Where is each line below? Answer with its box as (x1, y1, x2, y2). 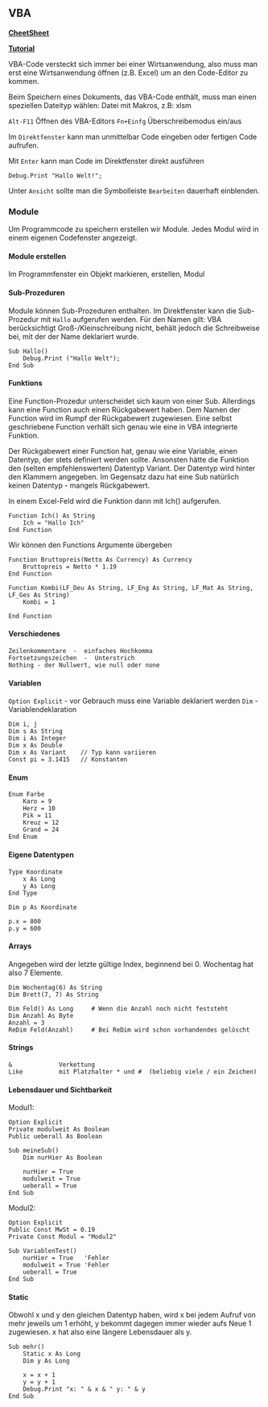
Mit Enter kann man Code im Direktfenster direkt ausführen (8, 156, 204, 165)
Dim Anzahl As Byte (8, 1011, 74, 1020)
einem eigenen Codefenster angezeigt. (8, 233, 138, 243)
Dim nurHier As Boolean (23, 1154, 103, 1162)
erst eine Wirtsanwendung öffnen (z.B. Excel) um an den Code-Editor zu (8, 68, 249, 77)
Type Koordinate (8, 868, 63, 876)
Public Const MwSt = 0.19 (8, 1226, 95, 1234)
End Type (8, 889, 38, 897)
